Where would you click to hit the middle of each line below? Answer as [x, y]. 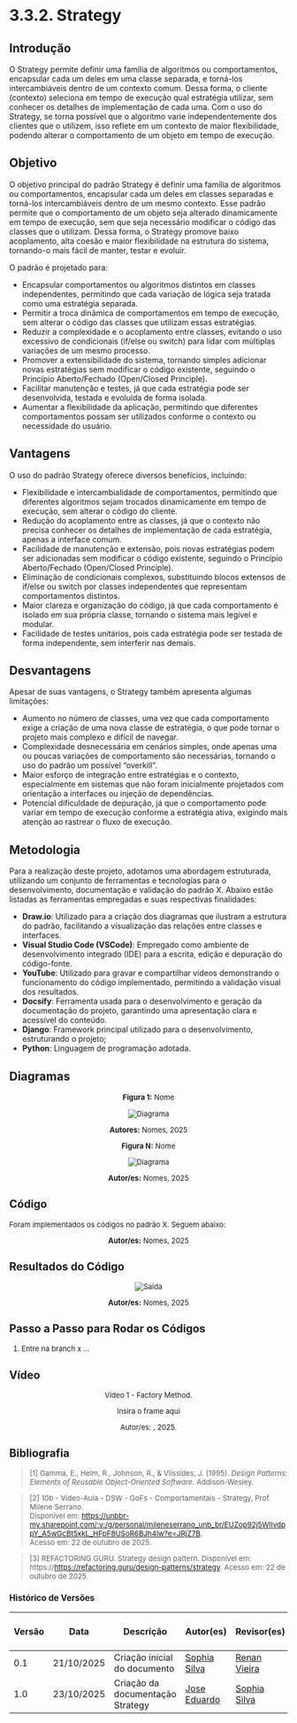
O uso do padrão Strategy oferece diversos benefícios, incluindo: [128, 475]
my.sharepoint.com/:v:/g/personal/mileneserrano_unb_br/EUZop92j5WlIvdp [158, 1525]
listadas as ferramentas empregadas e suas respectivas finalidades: [133, 899]
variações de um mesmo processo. [86, 350]
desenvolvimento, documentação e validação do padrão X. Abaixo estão [141, 890]
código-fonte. [47, 964]
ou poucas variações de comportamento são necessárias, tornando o [148, 756]
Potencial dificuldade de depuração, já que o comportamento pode [144, 803]
